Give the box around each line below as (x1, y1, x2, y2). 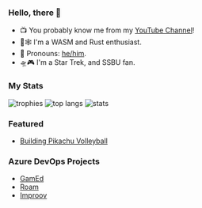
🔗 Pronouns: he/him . (19, 49, 87, 59)
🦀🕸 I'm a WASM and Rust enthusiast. (19, 37, 143, 47)
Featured (8, 118, 44, 129)
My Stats (8, 81, 44, 92)
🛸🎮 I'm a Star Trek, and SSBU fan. (19, 58, 136, 67)
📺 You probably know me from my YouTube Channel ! (19, 25, 195, 35)
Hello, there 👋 (8, 7, 62, 18)
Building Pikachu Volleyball (19, 136, 109, 146)
